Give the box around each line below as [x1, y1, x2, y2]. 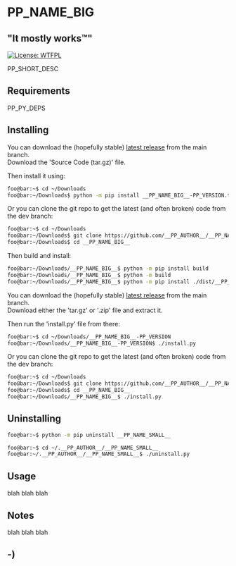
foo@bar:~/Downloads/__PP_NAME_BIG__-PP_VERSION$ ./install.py [7, 340, 197, 347]
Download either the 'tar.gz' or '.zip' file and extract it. [7, 306, 163, 314]
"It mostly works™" [7, 32, 93, 44]
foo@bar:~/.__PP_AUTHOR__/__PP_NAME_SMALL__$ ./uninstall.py [7, 450, 190, 458]
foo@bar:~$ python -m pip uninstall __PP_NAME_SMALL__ [7, 431, 171, 438]
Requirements [7, 85, 70, 97]
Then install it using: [7, 171, 65, 180]
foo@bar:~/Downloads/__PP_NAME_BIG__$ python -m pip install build [7, 265, 209, 272]
